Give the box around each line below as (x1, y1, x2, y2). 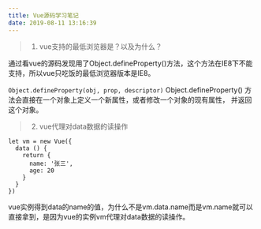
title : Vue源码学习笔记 (8, 11, 79, 20)
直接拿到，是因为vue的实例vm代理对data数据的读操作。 (8, 212, 190, 221)
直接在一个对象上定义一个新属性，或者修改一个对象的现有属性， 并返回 (21, 95, 252, 104)
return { (22, 151, 51, 159)
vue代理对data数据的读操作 (39, 122, 129, 131)
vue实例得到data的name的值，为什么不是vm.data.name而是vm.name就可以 (8, 202, 254, 212)
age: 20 (28, 167, 55, 175)
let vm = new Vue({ (8, 137, 73, 145)
